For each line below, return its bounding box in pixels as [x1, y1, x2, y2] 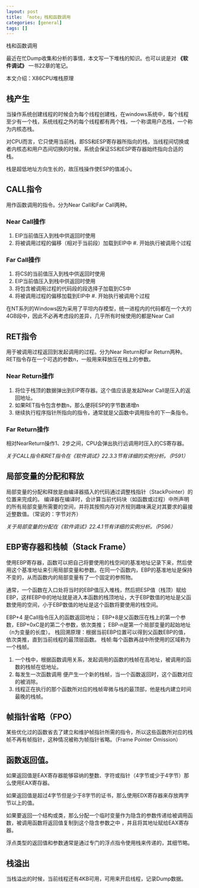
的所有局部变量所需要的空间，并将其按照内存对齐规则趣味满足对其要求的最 [6, 503, 188, 510]
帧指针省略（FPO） [6, 711, 77, 722]
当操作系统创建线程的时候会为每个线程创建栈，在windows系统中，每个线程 [6, 111, 189, 118]
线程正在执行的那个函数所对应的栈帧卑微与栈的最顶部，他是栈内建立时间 [14, 685, 191, 693]
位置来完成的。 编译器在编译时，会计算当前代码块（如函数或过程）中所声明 [6, 495, 190, 502]
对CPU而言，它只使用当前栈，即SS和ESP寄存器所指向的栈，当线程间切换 [6, 138, 184, 145]
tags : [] [6, 25, 28, 31]
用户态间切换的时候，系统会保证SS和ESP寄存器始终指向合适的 [31, 146, 184, 153]
